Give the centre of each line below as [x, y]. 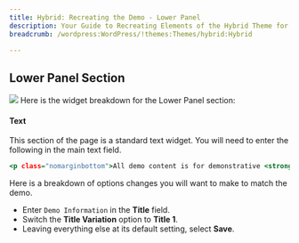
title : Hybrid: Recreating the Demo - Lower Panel [105, 17]
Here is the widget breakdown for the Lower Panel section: [128, 101]
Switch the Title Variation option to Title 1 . [100, 220]
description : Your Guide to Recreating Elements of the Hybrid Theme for [149, 26]
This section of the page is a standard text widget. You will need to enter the [149, 141]
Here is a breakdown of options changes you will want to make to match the [148, 183]
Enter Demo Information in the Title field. [96, 210]
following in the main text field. [65, 150]
